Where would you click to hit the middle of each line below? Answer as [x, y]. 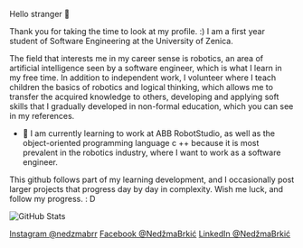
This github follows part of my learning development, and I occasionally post [152, 179]
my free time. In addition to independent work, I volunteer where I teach [143, 78]
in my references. [42, 116]
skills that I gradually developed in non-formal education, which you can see [151, 106]
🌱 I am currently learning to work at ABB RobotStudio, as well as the [149, 133]
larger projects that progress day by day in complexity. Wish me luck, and [146, 189]
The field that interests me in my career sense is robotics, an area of [137, 58]
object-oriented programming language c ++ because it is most [141, 143]
